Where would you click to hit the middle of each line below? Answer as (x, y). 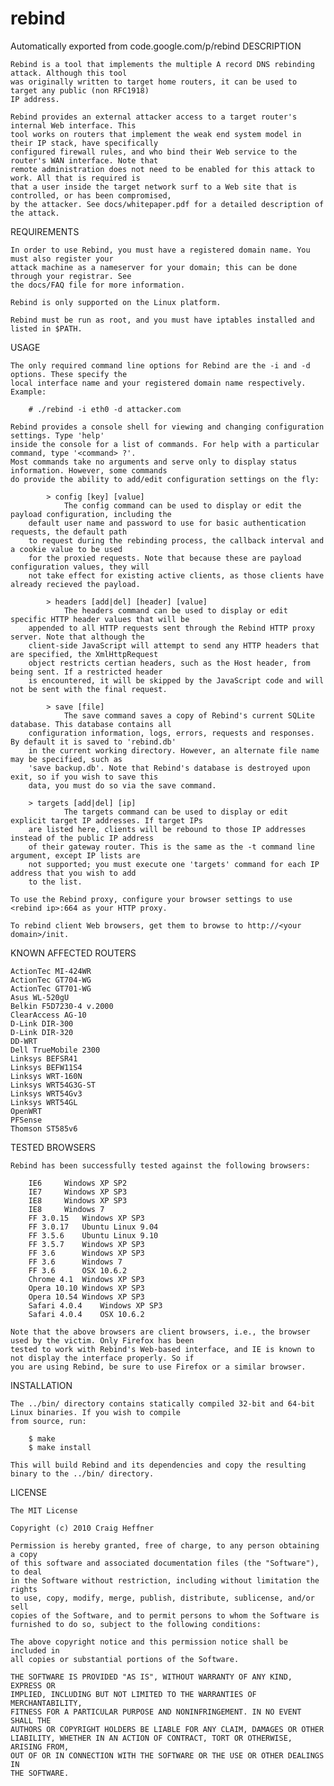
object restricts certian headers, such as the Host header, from (169, 663)
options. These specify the (69, 374)
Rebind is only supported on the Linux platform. (116, 302)
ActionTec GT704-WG (51, 980)
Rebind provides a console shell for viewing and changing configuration (167, 427)
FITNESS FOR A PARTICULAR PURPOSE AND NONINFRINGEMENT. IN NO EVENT (156, 1712)
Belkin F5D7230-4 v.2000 (62, 1006)
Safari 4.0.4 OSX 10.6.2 (86, 1314)
